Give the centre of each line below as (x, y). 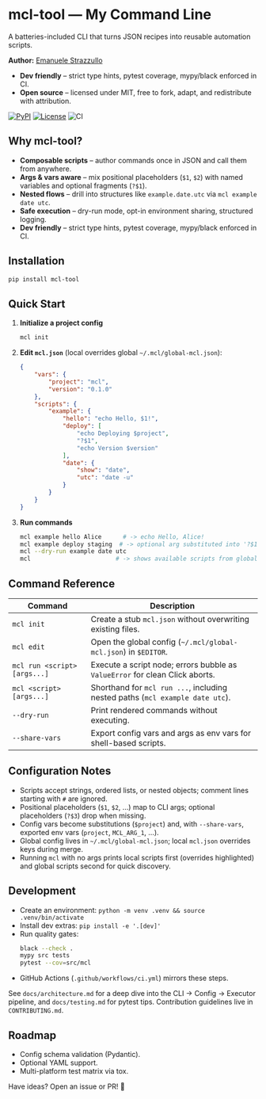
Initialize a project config (61, 323)
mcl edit (28, 647)
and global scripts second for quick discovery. (95, 866)
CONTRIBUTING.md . (36, 1010)
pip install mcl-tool (44, 279)
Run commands (46, 522)
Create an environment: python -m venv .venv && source (112, 910)
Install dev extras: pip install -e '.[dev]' (90, 925)
